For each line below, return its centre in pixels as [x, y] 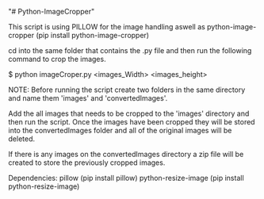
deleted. [22, 139]
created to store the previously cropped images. [87, 163]
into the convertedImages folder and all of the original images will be [120, 130]
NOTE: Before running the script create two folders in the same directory [127, 90]
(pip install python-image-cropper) [92, 35]
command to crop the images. [57, 59]
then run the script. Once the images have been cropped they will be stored [132, 122]
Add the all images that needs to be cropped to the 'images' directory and [129, 113]
